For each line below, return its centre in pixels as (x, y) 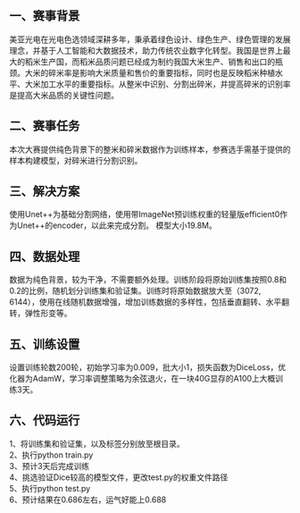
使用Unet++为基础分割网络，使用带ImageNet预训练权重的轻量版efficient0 (145, 214)
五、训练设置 (45, 344)
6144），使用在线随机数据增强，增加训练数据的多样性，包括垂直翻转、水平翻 (150, 302)
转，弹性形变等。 (41, 313)
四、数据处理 (45, 256)
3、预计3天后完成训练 (50, 466)
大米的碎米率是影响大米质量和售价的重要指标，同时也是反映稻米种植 (150, 72)
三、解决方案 (45, 192)
